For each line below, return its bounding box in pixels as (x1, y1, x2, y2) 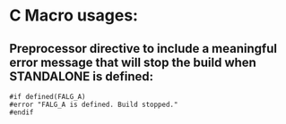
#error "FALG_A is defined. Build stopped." (9, 100, 178, 109)
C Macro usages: (9, 5, 139, 26)
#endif (9, 108, 34, 117)
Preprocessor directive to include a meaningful (9, 41, 278, 56)
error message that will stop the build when (9, 54, 257, 70)
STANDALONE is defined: (9, 69, 154, 84)
